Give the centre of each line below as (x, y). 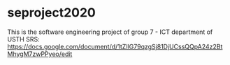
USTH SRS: (23, 39)
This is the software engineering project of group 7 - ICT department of (110, 32)
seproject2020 (51, 13)
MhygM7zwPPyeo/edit (40, 54)
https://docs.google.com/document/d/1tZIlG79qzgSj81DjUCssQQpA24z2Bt (115, 46)
